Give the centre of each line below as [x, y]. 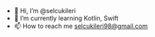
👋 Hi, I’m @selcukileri [45, 11]
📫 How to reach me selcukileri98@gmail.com [81, 26]
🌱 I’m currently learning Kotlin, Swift [66, 18]
